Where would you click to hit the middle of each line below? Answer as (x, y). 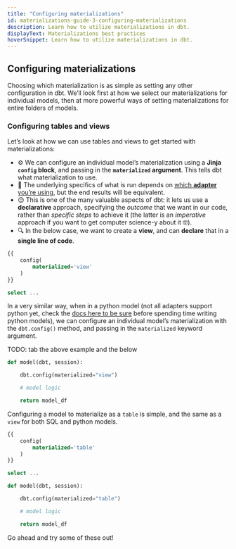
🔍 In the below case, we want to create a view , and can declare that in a (123, 231)
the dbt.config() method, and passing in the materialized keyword (105, 329)
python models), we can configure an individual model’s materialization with (117, 321)
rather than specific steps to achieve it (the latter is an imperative (111, 215)
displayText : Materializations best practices (77, 33)
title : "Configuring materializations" (66, 14)
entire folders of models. (43, 108)
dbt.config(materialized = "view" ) (69, 375)
